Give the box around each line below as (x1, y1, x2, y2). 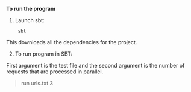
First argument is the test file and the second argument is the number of (6, 62, 185, 69)
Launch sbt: (14, 17, 45, 23)
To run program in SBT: (14, 50, 73, 57)
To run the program (6, 5, 56, 12)
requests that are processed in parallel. (6, 68, 104, 75)
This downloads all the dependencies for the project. (6, 39, 137, 45)
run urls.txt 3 (20, 80, 53, 87)
